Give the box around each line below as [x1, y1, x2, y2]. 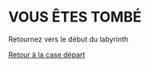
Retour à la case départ [8, 49, 86, 59]
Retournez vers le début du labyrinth [8, 34, 129, 44]
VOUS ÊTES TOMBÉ [8, 8, 142, 26]
